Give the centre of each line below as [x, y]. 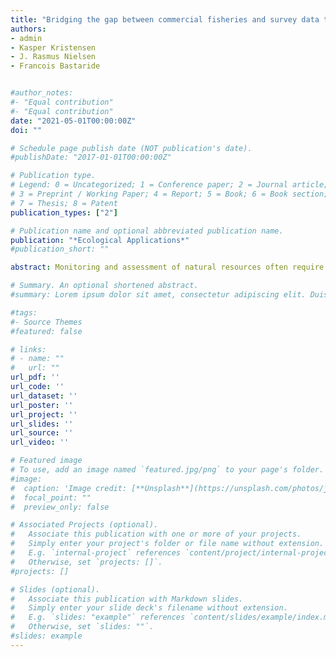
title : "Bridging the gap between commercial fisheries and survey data [165, 19]
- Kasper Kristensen [53, 47]
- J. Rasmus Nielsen [53, 57]
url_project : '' [44, 414]
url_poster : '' [42, 405]
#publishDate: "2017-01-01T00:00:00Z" [91, 157]
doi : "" [26, 130]
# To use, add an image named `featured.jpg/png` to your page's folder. [167, 470]
